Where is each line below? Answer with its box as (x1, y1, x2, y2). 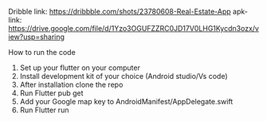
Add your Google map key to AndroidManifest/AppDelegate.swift (19, 97, 234, 106)
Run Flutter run (19, 105, 69, 115)
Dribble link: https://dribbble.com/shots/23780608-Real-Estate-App (8, 7, 231, 16)
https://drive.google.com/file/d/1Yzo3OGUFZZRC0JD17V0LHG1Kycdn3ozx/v (8, 24, 259, 33)
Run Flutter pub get (19, 88, 84, 98)
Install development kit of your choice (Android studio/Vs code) (19, 72, 228, 80)
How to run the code (8, 48, 76, 57)
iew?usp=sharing (8, 32, 65, 41)
